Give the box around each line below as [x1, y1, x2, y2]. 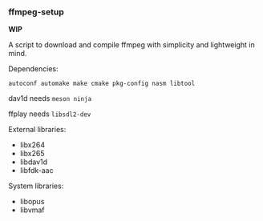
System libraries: [8, 181, 64, 191]
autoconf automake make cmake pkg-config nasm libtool [8, 79, 196, 88]
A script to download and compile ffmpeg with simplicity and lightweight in [8, 40, 255, 50]
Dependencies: [8, 64, 59, 74]
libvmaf [19, 205, 46, 215]
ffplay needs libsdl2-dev [8, 109, 91, 119]
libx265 [19, 149, 46, 159]
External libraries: [8, 125, 67, 135]
